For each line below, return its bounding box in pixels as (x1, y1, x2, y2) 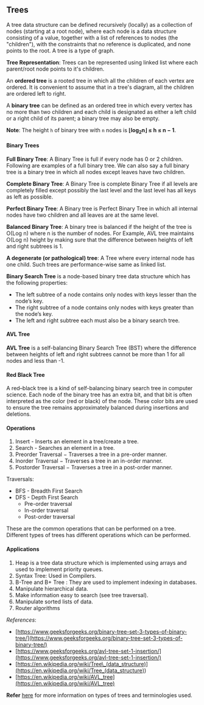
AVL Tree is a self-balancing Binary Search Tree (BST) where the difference (6, 344, 197, 352)
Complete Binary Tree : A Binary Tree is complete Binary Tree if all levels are (6, 180, 198, 188)
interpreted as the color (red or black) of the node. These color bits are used (6, 398, 198, 405)
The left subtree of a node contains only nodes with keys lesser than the (15, 290, 197, 298)
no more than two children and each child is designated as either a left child (6, 108, 197, 115)
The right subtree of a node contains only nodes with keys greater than (15, 304, 194, 311)
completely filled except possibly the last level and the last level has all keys (6, 186, 197, 194)
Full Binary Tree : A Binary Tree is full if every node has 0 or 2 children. (6, 155, 183, 163)
